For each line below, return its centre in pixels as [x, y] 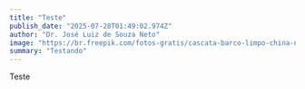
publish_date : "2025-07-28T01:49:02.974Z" [91, 26]
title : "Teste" [38, 18]
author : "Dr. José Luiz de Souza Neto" [85, 34]
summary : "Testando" [49, 51]
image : [22, 43]
